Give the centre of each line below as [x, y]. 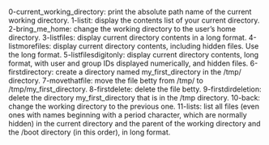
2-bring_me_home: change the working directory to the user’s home [122, 29]
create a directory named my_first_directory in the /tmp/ [148, 72]
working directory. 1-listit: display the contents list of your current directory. [134, 20]
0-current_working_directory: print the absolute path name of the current [130, 12]
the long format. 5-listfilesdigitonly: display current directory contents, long [134, 55]
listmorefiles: [30, 46]
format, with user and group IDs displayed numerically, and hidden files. [128, 63]
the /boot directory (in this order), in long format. [90, 132]
